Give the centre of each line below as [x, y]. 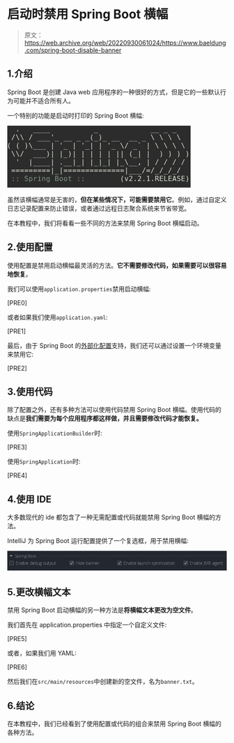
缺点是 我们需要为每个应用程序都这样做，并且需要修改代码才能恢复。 [105, 418]
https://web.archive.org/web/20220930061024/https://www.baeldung [125, 43]
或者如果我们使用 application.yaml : [57, 317]
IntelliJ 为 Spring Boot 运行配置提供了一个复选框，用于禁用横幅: [98, 541]
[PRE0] [17, 302]
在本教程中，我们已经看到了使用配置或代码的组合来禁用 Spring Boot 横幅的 [114, 724]
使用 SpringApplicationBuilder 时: [55, 434]
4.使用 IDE [30, 499]
